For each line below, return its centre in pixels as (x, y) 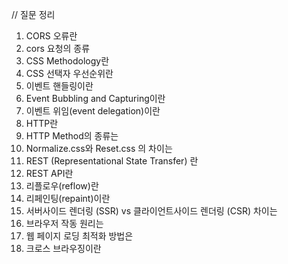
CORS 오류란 (51, 36)
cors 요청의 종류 (58, 48)
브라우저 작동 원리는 (64, 223)
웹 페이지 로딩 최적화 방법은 (79, 236)
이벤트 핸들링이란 (59, 86)
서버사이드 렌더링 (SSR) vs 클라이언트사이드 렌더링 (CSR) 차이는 (151, 211)
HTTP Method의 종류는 (72, 136)
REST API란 (49, 173)
